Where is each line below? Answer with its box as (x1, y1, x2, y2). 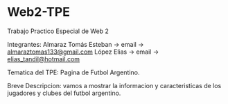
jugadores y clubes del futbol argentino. (7, 89, 121, 97)
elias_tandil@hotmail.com (7, 54, 80, 63)
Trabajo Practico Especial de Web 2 (7, 27, 109, 35)
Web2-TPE (7, 4, 71, 20)
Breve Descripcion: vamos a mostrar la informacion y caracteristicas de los (7, 81, 222, 90)
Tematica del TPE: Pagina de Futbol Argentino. (7, 68, 140, 76)
